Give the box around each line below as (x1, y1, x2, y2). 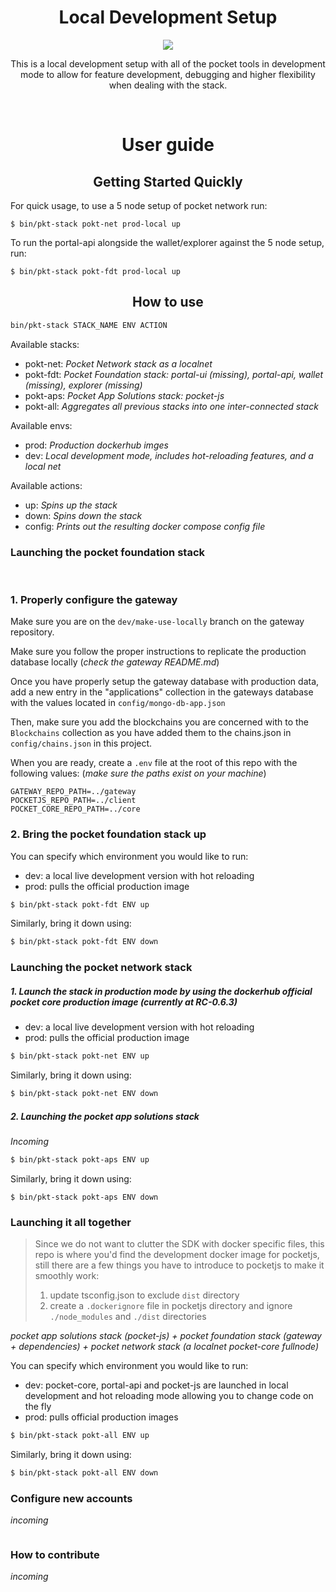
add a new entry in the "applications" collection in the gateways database (10, 686, 314, 698)
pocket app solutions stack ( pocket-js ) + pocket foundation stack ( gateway (10, 1330, 322, 1342)
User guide (121, 134, 215, 156)
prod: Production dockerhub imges (24, 439, 169, 451)
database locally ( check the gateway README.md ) (10, 656, 220, 668)
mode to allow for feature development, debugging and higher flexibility (20, 68, 316, 80)
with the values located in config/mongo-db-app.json (10, 697, 226, 709)
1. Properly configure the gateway (10, 592, 178, 606)
